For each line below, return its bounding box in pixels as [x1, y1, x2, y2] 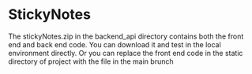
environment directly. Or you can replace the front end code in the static [8, 48, 243, 57]
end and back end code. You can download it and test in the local [8, 39, 221, 49]
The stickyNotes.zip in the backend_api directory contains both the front [8, 31, 244, 41]
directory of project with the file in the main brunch [8, 57, 174, 66]
